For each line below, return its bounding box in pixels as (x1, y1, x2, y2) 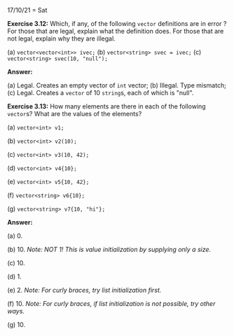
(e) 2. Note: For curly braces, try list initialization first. (7, 286, 162, 294)
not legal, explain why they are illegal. (7, 34, 116, 43)
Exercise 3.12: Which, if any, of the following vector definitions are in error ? (7, 20, 227, 27)
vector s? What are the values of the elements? (7, 110, 142, 118)
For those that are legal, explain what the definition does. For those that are (7, 27, 224, 35)
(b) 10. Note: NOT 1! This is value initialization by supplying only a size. (7, 245, 212, 253)
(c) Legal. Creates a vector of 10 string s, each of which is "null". (7, 89, 194, 97)
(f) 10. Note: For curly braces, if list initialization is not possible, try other (7, 300, 216, 307)
